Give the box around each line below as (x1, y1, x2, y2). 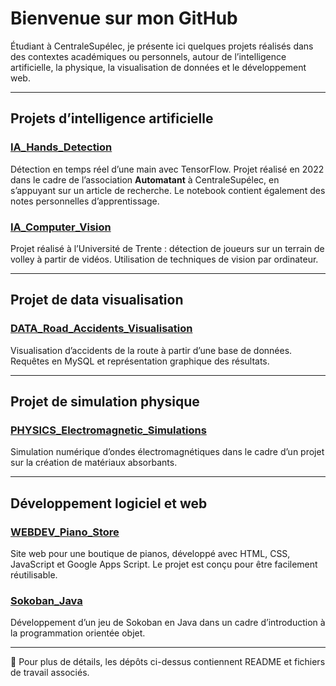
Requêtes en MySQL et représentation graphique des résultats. (10, 355, 270, 367)
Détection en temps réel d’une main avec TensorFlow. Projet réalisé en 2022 (10, 163, 325, 175)
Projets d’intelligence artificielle (10, 110, 214, 127)
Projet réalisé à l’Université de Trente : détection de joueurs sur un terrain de (10, 242, 325, 254)
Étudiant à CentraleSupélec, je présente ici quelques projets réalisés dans (10, 40, 314, 52)
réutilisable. (10, 568, 58, 581)
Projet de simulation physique (10, 393, 200, 410)
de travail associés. (10, 667, 90, 679)
